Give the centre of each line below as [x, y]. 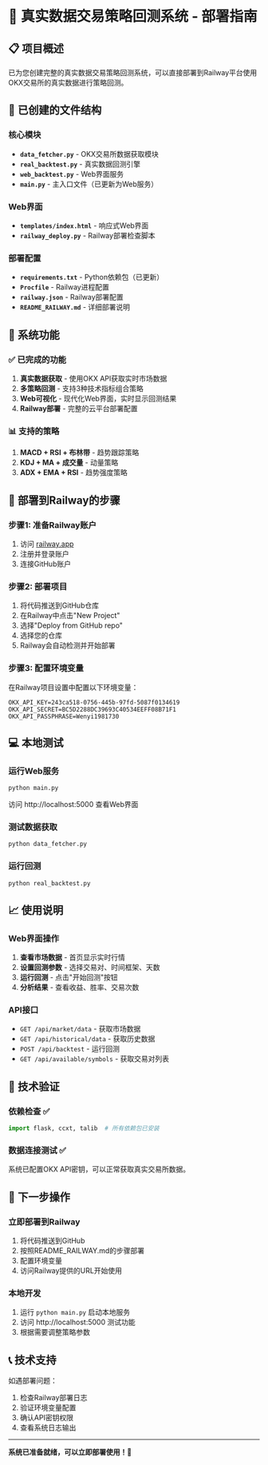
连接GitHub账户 [45, 564]
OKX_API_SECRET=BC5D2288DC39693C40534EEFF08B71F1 [93, 709]
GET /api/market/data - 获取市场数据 [80, 1029]
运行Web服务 [34, 771]
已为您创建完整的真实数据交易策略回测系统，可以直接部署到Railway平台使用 [133, 72]
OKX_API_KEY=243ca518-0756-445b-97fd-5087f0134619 [94, 702]
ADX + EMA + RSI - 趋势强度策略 [73, 473]
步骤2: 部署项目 [38, 586]
